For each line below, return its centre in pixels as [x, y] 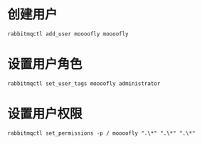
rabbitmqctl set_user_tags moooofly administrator [84, 83]
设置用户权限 [45, 114]
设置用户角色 [45, 64]
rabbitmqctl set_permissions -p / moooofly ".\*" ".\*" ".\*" [101, 133]
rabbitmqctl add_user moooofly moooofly [68, 34]
